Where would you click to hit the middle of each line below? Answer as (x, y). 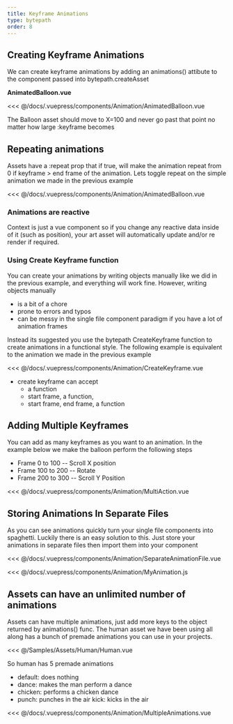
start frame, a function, (61, 396)
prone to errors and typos (54, 311)
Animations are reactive (49, 212)
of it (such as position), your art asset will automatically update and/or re (111, 235)
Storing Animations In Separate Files (88, 513)
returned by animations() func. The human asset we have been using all (110, 629)
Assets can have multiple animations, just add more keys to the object (107, 622)
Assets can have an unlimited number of (96, 594)
